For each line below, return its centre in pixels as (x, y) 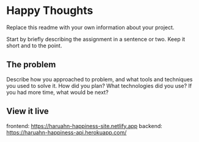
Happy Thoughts (50, 11)
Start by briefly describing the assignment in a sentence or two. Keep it (96, 39)
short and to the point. (34, 46)
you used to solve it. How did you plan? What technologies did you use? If (99, 86)
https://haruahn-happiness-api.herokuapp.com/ (67, 132)
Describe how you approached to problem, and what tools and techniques (99, 79)
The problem (31, 65)
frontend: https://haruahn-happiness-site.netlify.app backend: (85, 126)
